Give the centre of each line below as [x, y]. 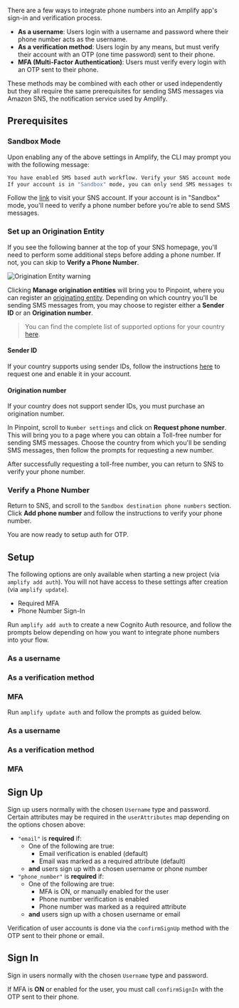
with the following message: [49, 164]
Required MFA [38, 603]
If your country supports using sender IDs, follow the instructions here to [114, 366]
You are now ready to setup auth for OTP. [68, 535]
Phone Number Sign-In [51, 611]
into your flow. [28, 640]
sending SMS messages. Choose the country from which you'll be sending [117, 443]
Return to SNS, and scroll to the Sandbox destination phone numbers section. [119, 505]
